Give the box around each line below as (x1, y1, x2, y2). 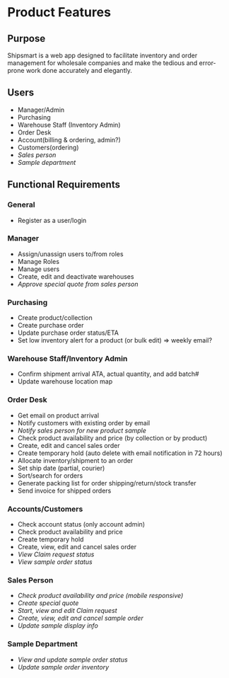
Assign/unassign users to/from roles (17, 249, 124, 258)
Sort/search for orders (17, 471, 83, 480)
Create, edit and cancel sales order (17, 441, 120, 449)
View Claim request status (17, 550, 95, 558)
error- (199, 59, 217, 67)
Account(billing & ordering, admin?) (17, 135, 122, 144)
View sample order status (17, 557, 93, 566)
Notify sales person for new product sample (17, 426, 147, 435)
